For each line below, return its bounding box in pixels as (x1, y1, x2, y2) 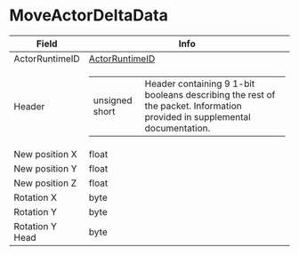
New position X (13, 147, 77, 160)
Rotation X (13, 191, 58, 203)
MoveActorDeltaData (9, 5, 169, 26)
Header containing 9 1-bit (144, 77, 255, 90)
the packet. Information (144, 100, 242, 112)
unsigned (93, 94, 133, 107)
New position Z (13, 177, 77, 189)
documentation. (144, 122, 211, 134)
